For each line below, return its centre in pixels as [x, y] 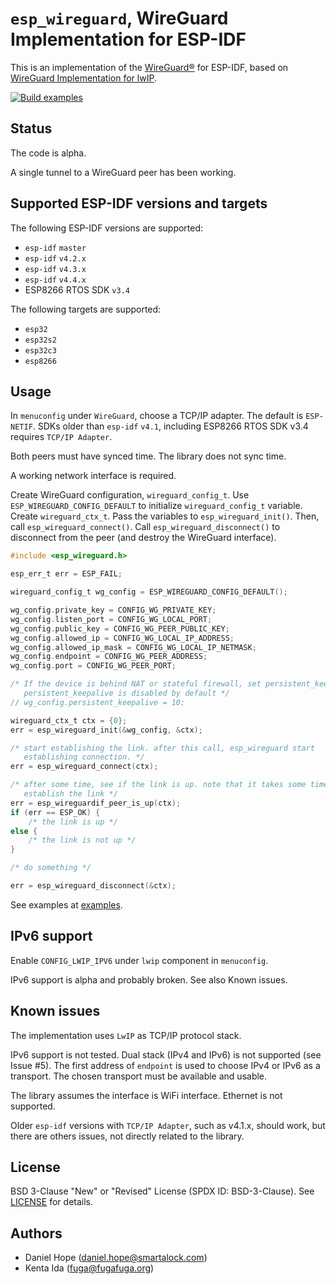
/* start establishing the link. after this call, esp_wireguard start [162, 748]
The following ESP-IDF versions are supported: [107, 228]
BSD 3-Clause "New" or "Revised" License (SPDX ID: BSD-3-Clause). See [162, 1191]
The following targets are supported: [86, 309]
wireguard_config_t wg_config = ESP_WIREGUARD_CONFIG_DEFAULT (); [149, 592]
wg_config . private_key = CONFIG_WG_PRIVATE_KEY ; [113, 610]
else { [24, 831]
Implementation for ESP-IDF [128, 39]
